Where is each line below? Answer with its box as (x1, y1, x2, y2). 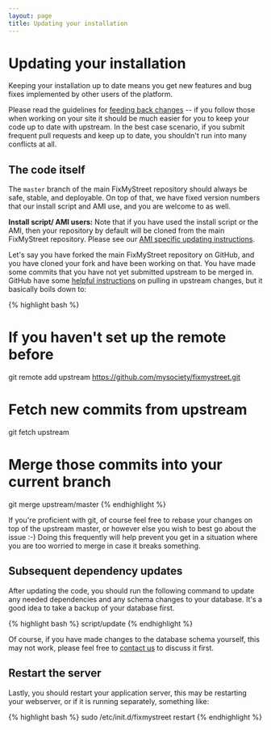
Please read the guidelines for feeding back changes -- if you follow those (8, 105, 256, 115)
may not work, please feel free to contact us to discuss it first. (8, 643, 215, 652)
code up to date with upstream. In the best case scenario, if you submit (8, 122, 245, 132)
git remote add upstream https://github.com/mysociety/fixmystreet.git (8, 373, 240, 382)
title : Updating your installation (8, 19, 128, 27)
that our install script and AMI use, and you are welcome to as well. (8, 201, 231, 211)
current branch (8, 473, 111, 492)
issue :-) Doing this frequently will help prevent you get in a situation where (8, 533, 258, 542)
